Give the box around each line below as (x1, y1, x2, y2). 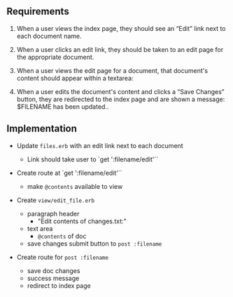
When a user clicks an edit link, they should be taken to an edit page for (16, 45, 224, 53)
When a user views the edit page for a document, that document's (16, 66, 208, 74)
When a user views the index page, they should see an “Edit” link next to (16, 24, 226, 32)
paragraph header (27, 209, 80, 218)
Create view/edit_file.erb (16, 196, 95, 204)
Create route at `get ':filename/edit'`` (16, 169, 123, 177)
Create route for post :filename (16, 253, 109, 261)
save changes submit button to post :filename (27, 239, 162, 248)
